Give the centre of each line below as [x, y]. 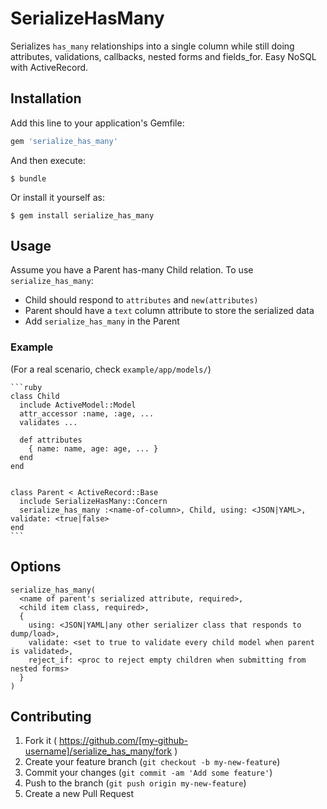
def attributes [51, 440]
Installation [46, 98]
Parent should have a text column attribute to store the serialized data [169, 311]
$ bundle [28, 178]
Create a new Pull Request [79, 794]
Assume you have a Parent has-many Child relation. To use [132, 270]
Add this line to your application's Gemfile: [97, 123]
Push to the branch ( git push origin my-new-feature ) [135, 783]
